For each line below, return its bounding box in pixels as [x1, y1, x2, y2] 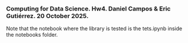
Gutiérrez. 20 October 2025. [6, 12, 89, 20]
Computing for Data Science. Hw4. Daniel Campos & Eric [6, 5, 171, 13]
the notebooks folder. [6, 31, 58, 38]
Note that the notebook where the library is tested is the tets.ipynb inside [6, 25, 183, 32]
